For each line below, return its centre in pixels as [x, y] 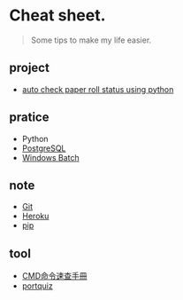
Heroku [35, 216]
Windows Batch [50, 157]
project [30, 68]
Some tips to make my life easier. [91, 40]
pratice [29, 118]
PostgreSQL [44, 148]
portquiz [37, 286]
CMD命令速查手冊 [54, 276]
